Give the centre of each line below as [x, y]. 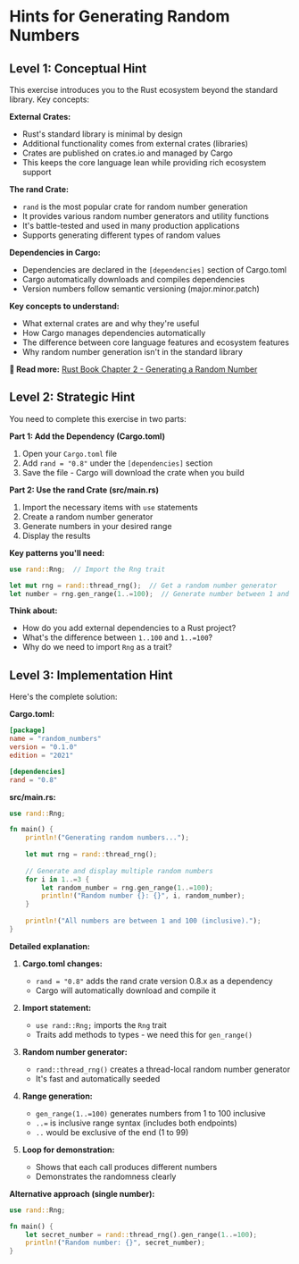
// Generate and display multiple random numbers [120, 871]
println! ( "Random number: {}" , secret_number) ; [115, 1243]
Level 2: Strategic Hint [72, 397]
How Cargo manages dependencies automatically [114, 333]
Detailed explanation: [50, 946]
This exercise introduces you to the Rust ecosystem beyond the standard [144, 90]
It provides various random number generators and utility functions [145, 216]
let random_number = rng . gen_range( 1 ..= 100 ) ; [128, 888]
